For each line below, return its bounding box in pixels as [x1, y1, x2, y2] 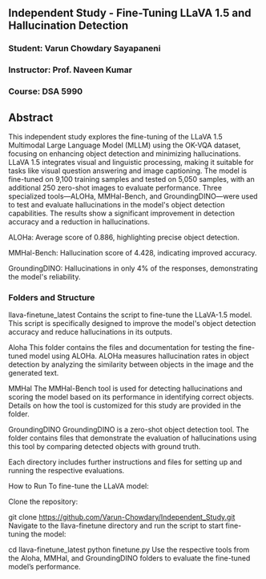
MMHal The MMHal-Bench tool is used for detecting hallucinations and [8, 384, 243, 393]
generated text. [8, 368, 59, 378]
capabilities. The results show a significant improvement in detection [8, 208, 235, 218]
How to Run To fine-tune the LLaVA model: [8, 481, 150, 491]
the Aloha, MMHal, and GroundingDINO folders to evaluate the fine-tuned [8, 553, 251, 563]
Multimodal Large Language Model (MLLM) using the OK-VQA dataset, [8, 140, 241, 150]
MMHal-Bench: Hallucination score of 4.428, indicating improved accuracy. [8, 247, 257, 257]
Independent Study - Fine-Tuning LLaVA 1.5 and [8, 6, 252, 20]
